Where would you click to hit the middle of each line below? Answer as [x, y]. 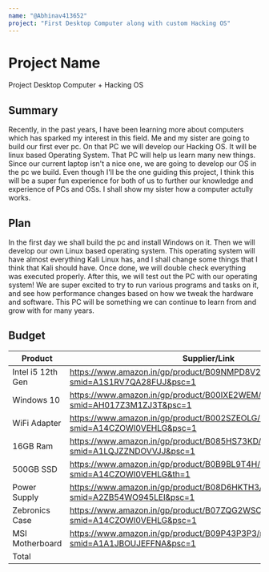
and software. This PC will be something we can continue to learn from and [132, 302]
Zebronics [31, 510]
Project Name [54, 63]
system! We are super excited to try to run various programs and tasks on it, [134, 285]
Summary [33, 110]
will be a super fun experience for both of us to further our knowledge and [131, 181]
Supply [26, 497]
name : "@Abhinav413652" [48, 16]
